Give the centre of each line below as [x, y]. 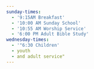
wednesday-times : [28, 40]
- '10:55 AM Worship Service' [49, 28]
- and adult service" [38, 56]
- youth [21, 51]
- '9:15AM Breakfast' [38, 17]
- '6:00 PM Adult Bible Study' [50, 34]
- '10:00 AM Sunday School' [46, 23]
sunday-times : [24, 12]
